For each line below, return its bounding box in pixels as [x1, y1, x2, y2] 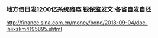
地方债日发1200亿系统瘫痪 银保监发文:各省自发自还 [6, 5, 152, 13]
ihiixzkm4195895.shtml [6, 26, 62, 33]
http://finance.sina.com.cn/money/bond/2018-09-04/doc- [6, 19, 148, 26]
